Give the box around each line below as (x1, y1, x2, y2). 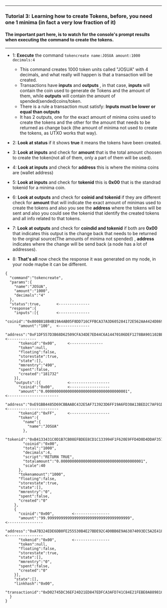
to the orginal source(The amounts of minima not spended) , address (12, 236, 154, 242)
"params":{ (9, 280, 32, 285)
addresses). (12, 247, 37, 253)
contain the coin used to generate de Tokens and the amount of (19, 88, 151, 94)
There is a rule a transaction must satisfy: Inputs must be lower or (19, 103, 156, 110)
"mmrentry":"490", (18, 363, 57, 368)
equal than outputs (19, 109, 60, 115)
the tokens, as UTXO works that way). (19, 130, 98, 136)
